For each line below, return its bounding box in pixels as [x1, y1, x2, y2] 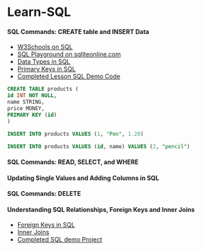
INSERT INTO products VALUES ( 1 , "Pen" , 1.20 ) [7, 130, 144, 137]
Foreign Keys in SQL [17, 221, 75, 229]
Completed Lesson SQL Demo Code [17, 72, 121, 80]
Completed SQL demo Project [17, 235, 102, 244]
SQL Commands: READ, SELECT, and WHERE [7, 157, 139, 166]
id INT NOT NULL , [7, 92, 57, 99]
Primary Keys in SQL [17, 65, 76, 73]
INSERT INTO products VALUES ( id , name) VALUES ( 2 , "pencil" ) [7, 143, 190, 150]
